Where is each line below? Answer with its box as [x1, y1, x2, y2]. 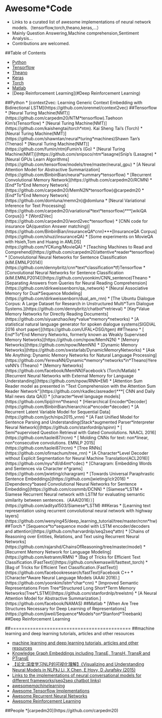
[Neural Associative [109, 285, 148, 291]
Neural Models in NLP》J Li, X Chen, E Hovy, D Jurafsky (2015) [12, 667, 136, 672]
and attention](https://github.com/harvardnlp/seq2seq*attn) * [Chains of [5, 528, 150, 534]
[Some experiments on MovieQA [88, 233, 153, 239]
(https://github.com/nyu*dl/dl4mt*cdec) [5, 460, 85, 466]
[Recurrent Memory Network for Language [5, 549, 90, 555]
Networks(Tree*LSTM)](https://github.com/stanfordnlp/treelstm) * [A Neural [5, 590, 157, 596]
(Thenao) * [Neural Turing [5, 141, 57, 147]
